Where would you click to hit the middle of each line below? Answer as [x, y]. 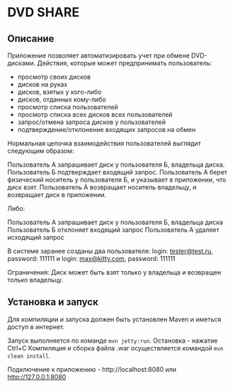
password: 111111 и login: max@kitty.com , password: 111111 [91, 259]
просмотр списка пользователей [68, 107]
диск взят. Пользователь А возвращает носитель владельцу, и [102, 187]
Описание [31, 39]
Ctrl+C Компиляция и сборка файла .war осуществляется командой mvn [116, 348]
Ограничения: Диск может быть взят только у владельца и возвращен [114, 272]
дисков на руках [42, 84]
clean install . [29, 355]
